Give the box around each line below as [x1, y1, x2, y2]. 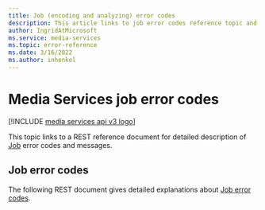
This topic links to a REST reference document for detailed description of [8, 132, 247, 142]
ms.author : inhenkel [8, 56, 77, 64]
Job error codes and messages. [8, 140, 113, 150]
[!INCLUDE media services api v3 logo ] [8, 116, 136, 126]
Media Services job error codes [8, 91, 220, 108]
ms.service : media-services [8, 33, 102, 42]
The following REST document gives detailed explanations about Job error [8, 185, 252, 194]
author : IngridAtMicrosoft [8, 26, 98, 34]
